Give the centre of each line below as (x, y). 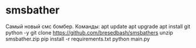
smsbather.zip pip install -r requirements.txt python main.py (78, 39)
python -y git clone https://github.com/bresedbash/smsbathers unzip (89, 32)
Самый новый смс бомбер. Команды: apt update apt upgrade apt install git (98, 26)
